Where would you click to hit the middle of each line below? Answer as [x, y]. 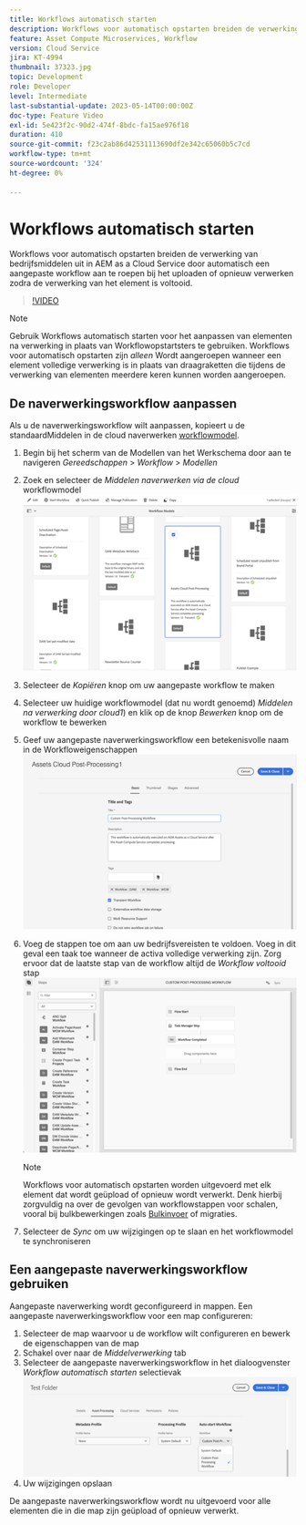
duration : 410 [36, 135]
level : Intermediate [49, 96]
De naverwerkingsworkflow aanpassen [123, 403]
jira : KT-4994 [36, 58]
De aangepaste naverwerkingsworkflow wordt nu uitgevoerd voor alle [140, 1501]
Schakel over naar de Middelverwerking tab [104, 1353]
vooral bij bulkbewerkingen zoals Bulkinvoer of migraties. [130, 1214]
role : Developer [40, 87]
